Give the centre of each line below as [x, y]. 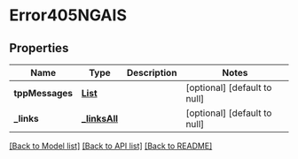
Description [152, 73]
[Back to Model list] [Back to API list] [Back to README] [111, 146]
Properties [39, 48]
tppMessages [43, 93]
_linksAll [99, 118]
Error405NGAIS [68, 15]
